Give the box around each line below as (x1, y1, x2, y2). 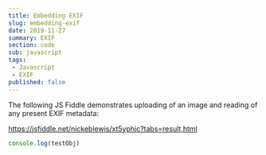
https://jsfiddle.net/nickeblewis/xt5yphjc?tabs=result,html (8, 124, 198, 134)
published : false (8, 78, 66, 86)
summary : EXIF (8, 33, 56, 42)
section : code (8, 41, 56, 49)
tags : (8, 56, 26, 64)
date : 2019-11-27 (8, 26, 66, 34)
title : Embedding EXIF (8, 11, 84, 20)
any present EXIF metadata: (8, 108, 100, 118)
